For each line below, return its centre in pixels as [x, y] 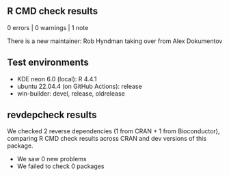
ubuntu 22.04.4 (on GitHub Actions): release [79, 86]
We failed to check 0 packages [60, 166]
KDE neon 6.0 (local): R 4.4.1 [57, 79]
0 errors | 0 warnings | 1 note [48, 27]
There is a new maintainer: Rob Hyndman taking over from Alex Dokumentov [115, 41]
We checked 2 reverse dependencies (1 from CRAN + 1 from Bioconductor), [113, 131]
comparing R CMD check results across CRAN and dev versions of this [107, 139]
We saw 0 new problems [52, 159]
